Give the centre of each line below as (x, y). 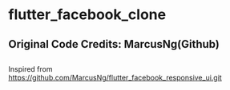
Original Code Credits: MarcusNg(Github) (114, 44)
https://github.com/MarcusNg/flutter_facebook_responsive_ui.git (115, 77)
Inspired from (30, 68)
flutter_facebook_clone (87, 15)
